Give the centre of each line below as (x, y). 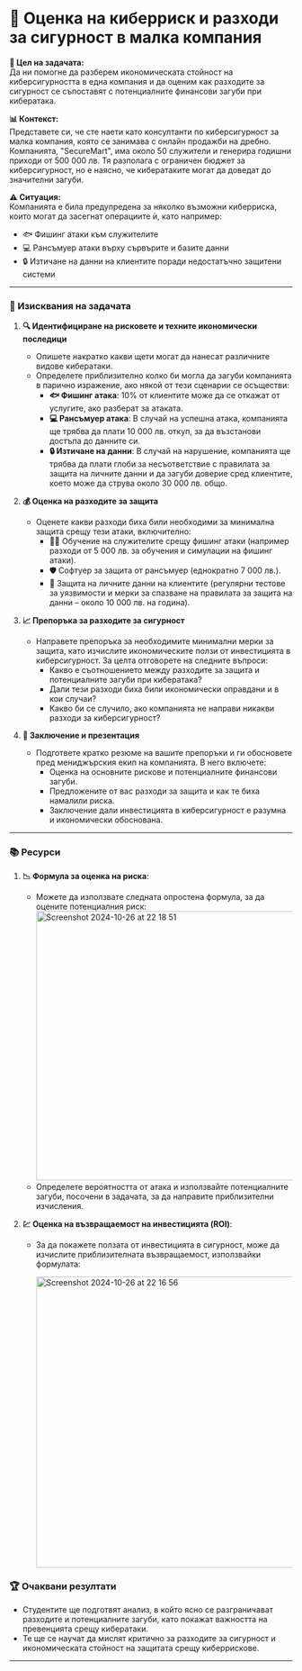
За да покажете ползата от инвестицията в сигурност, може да (158, 1244)
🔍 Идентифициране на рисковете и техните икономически (140, 326)
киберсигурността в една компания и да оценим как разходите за (137, 81)
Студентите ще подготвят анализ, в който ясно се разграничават (148, 1609)
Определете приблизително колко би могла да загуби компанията (164, 376)
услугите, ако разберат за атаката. (116, 408)
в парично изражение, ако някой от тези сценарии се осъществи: (163, 386)
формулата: (58, 1264)
